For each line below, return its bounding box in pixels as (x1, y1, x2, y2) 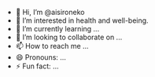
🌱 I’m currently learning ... (15, 24, 100, 33)
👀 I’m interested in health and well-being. (15, 16, 149, 25)
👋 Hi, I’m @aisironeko (15, 8, 85, 16)
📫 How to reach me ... (15, 42, 89, 50)
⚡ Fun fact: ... (15, 61, 59, 71)
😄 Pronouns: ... (15, 53, 67, 62)
